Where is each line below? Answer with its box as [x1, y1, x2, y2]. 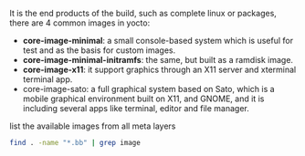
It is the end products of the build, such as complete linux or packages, [9, 8, 277, 18]
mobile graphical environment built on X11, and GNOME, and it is [22, 93, 265, 104]
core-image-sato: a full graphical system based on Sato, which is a [22, 84, 276, 94]
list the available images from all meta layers [9, 120, 176, 131]
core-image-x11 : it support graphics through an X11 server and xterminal [22, 64, 297, 75]
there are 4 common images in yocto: [9, 17, 151, 28]
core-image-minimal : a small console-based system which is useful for [22, 36, 294, 46]
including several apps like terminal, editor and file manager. [22, 103, 249, 113]
